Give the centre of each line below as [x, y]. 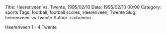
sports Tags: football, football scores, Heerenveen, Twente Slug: [71, 12]
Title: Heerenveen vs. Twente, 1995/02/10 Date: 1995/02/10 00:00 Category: [83, 7]
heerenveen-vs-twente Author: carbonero [48, 17]
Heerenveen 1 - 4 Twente [31, 27]
